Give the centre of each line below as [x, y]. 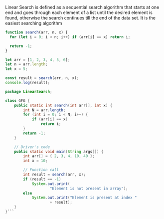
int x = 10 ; [36, 161]
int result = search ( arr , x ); [54, 174]
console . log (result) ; [28, 82]
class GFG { [17, 100]
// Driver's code [32, 147]
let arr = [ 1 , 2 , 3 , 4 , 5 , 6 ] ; [38, 59]
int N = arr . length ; [44, 110]
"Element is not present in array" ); [89, 188]
